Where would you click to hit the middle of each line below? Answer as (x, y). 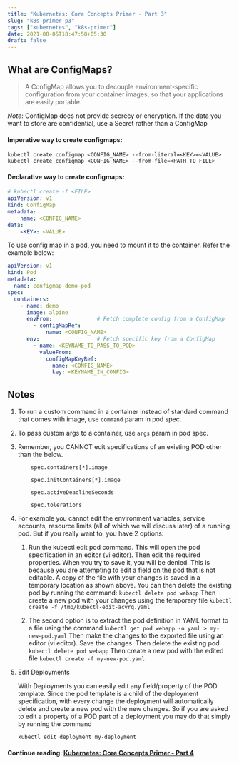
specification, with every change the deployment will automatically (116, 701)
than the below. (40, 455)
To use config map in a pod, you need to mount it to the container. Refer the (119, 245)
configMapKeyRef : (71, 359)
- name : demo (40, 306)
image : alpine (47, 312)
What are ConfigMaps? (60, 70)
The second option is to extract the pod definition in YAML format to (128, 620)
